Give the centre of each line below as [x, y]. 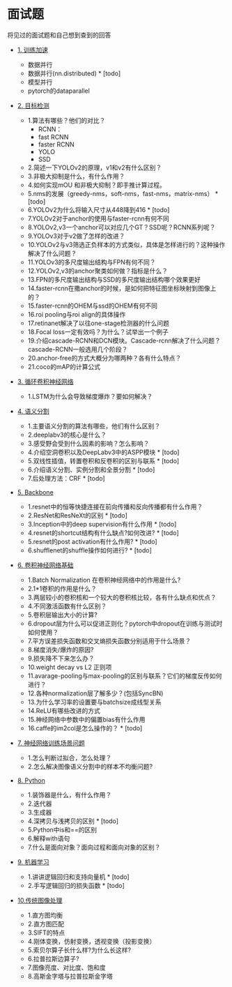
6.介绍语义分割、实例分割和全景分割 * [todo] [91, 469]
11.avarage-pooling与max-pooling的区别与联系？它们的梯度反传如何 [125, 676]
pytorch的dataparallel [59, 91]
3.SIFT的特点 [46, 933]
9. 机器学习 [33, 861]
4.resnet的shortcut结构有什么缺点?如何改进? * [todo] [103, 533]
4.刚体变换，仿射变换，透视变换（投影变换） [92, 941]
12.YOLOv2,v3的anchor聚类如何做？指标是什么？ [98, 271]
